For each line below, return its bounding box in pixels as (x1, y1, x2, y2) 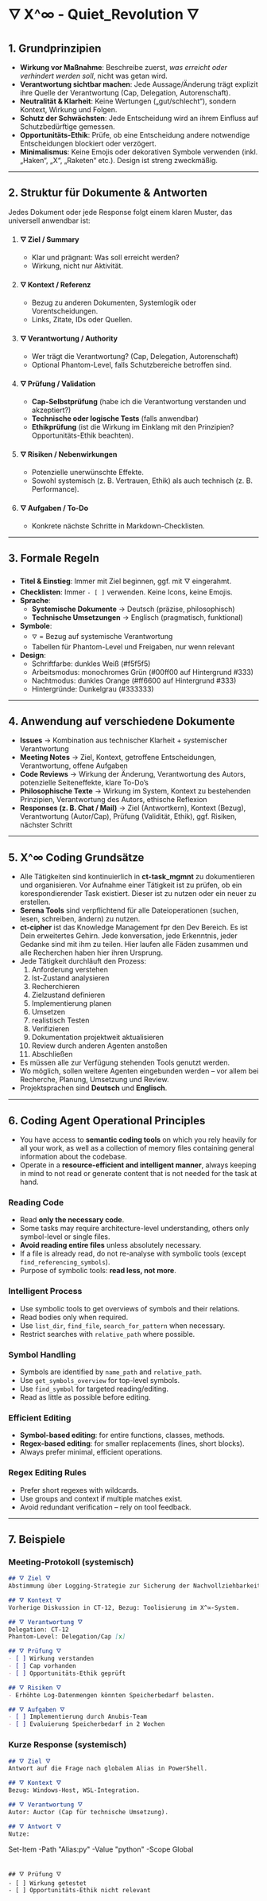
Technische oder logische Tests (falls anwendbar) (31, 413, 199, 423)
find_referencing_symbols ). (19, 1257, 110, 1267)
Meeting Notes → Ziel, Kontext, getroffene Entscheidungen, (19, 753, 217, 762)
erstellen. (19, 898, 51, 907)
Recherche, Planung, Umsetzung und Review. (19, 1075, 169, 1085)
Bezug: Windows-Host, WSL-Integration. (8, 1786, 141, 1794)
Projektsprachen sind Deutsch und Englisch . (19, 1083, 168, 1093)
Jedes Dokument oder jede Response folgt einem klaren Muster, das (8, 207, 233, 216)
